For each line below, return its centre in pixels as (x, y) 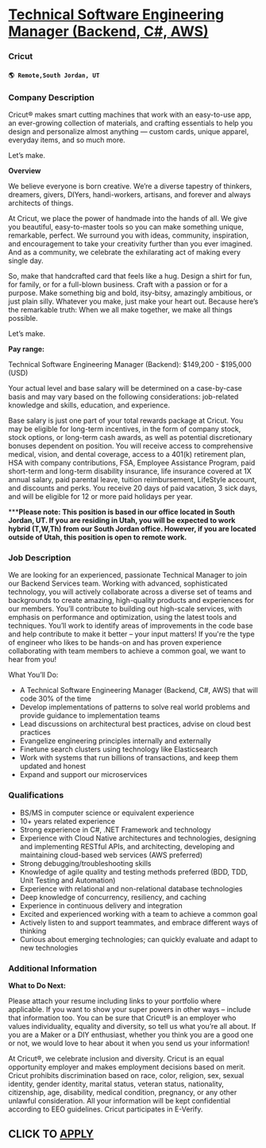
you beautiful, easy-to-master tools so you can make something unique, (126, 227)
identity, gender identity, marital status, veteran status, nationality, (116, 1084)
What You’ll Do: (33, 675)
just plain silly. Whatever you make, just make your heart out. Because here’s (133, 301)
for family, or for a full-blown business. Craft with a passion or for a (118, 284)
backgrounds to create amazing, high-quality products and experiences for (131, 601)
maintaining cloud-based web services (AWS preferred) (111, 855)
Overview (25, 171)
